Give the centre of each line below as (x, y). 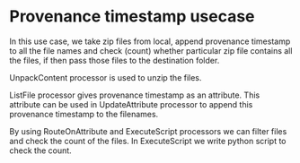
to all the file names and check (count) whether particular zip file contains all (151, 50)
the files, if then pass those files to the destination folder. (115, 60)
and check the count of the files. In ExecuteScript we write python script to (148, 141)
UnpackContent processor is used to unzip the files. (106, 77)
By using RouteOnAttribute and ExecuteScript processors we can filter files (148, 131)
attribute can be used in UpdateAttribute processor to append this (131, 104)
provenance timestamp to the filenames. (84, 114)
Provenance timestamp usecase (132, 17)
